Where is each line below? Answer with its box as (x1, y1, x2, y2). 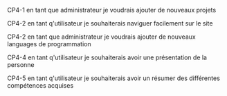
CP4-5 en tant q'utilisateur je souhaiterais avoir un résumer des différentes (7, 74, 220, 82)
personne (7, 61, 35, 68)
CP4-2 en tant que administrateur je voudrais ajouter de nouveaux (7, 32, 196, 41)
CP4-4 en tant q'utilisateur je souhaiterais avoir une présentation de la (7, 53, 208, 61)
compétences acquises (7, 81, 74, 89)
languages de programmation (7, 40, 91, 48)
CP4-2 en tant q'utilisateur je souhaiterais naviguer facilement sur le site (7, 19, 213, 27)
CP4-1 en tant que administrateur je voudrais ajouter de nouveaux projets (7, 6, 217, 14)
